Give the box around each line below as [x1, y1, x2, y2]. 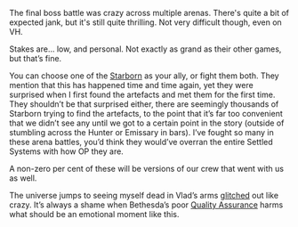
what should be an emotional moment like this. [9, 209, 180, 219]
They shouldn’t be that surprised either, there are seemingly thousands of [9, 99, 279, 109]
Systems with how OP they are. [9, 146, 125, 157]
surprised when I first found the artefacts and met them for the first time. [9, 89, 276, 100]
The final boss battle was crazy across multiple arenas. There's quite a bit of [9, 8, 290, 18]
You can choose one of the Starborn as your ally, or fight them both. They [9, 70, 279, 81]
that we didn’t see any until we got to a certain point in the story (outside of [9, 118, 285, 128]
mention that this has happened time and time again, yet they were [9, 80, 254, 90]
